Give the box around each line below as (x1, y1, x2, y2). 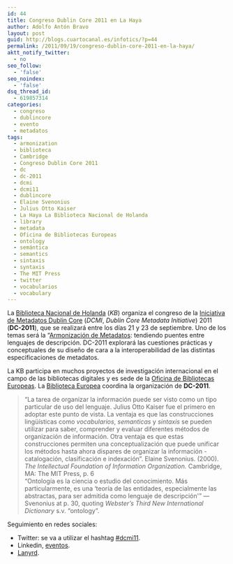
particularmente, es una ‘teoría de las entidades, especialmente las (24, 484, 218, 493)
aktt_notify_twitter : (7, 50, 70, 57)
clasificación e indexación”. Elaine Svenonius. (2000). (65, 455, 219, 463)
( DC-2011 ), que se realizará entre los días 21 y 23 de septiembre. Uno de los (7, 324, 227, 332)
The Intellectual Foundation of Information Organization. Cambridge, (24, 462, 222, 470)
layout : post (7, 29, 45, 37)
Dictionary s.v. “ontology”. (24, 507, 100, 515)
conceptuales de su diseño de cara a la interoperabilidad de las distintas (7, 346, 216, 354)
